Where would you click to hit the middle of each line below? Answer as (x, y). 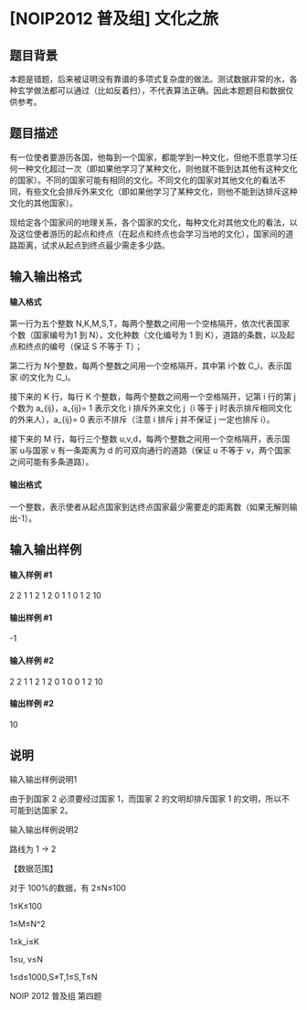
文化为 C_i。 (53, 377)
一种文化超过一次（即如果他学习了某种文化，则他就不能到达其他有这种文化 (157, 168)
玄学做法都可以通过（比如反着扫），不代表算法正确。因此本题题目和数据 (151, 90)
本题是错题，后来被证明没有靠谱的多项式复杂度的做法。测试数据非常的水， (149, 79)
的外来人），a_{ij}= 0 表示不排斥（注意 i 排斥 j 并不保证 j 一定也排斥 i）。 (143, 420)
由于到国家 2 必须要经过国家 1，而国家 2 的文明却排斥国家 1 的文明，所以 (146, 798)
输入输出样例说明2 (44, 829)
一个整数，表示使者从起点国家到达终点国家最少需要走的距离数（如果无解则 (149, 506)
